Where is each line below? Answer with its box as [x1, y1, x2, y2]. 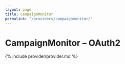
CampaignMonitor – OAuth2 [5, 37, 121, 48]
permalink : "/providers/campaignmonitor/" [5, 16, 93, 21]
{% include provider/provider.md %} [5, 53, 78, 59]
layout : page [5, 7, 32, 12]
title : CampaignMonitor [5, 12, 54, 17]
